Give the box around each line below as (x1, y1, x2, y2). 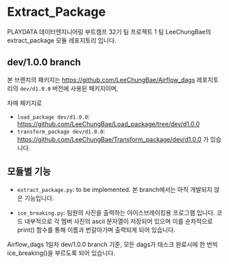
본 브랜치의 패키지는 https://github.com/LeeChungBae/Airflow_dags (7, 75, 195, 84)
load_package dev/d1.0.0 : (16, 112, 91, 121)
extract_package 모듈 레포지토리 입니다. (7, 36, 117, 45)
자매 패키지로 (7, 99, 43, 107)
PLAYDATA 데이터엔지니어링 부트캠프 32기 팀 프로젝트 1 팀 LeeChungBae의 (7, 27, 211, 36)
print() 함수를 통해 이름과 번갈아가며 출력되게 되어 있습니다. (16, 226, 176, 234)
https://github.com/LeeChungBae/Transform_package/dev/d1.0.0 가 (16, 135, 209, 143)
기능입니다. (24, 193, 55, 202)
